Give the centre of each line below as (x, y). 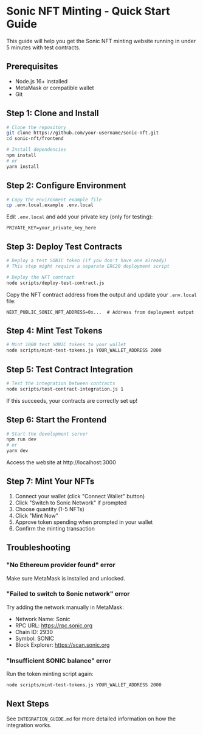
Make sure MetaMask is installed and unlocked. (66, 578)
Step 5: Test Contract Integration (70, 369)
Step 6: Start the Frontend (57, 420)
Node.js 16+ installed (41, 81)
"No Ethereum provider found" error (61, 565)
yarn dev (17, 451)
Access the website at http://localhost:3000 (61, 462)
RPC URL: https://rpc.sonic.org (54, 625)
